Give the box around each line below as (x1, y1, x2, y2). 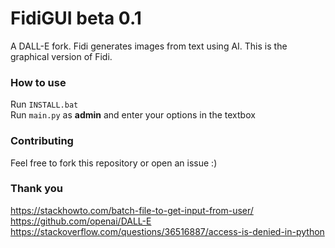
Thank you (10, 182, 63, 196)
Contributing (10, 134, 74, 148)
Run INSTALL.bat (10, 98, 79, 111)
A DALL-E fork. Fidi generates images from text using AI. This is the (10, 40, 288, 52)
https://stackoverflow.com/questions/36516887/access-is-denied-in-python (10, 225, 325, 237)
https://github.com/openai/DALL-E (10, 215, 152, 227)
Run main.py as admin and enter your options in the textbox (10, 109, 256, 121)
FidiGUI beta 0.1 (10, 7, 142, 30)
